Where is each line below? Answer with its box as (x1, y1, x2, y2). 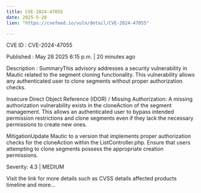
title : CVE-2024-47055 (6, 8, 63, 15)
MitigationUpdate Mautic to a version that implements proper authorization (6, 132, 191, 140)
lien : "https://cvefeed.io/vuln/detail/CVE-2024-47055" (6, 20, 149, 26)
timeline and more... (6, 181, 56, 189)
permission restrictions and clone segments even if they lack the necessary (6, 114, 194, 122)
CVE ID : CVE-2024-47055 (6, 41, 73, 49)
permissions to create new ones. (6, 121, 87, 128)
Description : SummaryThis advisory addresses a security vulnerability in (6, 65, 188, 72)
